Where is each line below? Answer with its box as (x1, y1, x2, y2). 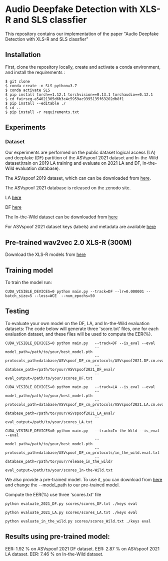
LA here (5, 194, 21, 201)
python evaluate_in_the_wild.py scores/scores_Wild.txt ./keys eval (5, 518, 151, 524)
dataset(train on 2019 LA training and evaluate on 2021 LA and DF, (5, 160, 141, 166)
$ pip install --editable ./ (5, 101, 66, 106)
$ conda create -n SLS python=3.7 (5, 83, 77, 88)
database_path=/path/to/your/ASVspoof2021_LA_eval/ (5, 411, 115, 416)
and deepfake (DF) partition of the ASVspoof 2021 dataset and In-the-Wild (5, 155, 158, 161)
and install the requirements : (5, 69, 65, 75)
